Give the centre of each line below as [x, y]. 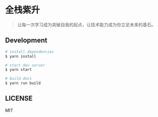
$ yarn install [21, 56]
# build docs [19, 79]
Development [26, 41]
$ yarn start [19, 70]
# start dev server [25, 65]
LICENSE [19, 99]
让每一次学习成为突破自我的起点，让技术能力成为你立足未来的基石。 [86, 25]
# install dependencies [30, 52]
